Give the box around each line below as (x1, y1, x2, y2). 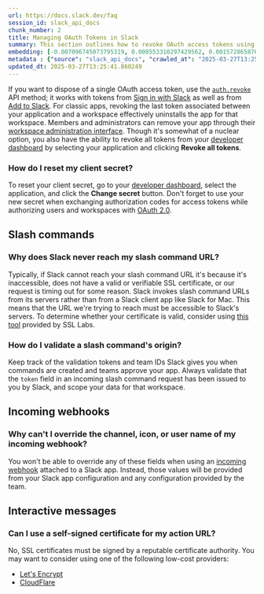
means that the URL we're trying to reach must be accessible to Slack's (8, 303, 240, 312)
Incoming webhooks (8, 405, 110, 419)
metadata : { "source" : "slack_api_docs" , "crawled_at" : (8, 56, 195, 64)
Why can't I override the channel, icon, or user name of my (8, 429, 236, 440)
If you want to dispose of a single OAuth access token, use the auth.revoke (8, 84, 251, 94)
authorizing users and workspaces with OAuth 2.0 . (8, 205, 172, 215)
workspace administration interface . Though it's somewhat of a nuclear (8, 126, 240, 135)
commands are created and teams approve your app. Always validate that (8, 366, 247, 375)
